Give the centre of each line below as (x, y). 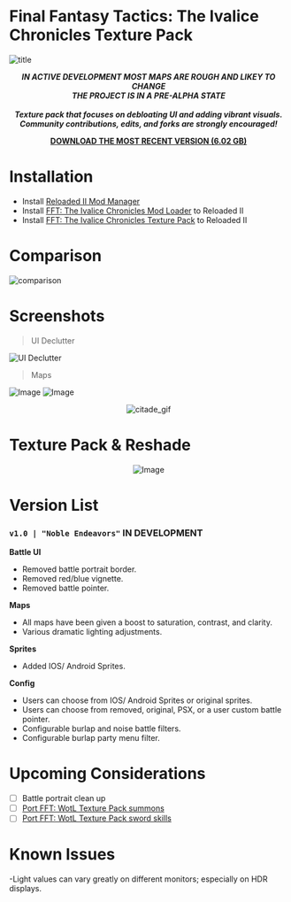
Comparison (56, 256)
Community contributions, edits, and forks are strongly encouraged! (149, 123)
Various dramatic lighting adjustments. (92, 632)
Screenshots (57, 316)
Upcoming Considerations (107, 774)
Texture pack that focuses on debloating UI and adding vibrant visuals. (149, 114)
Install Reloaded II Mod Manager (81, 201)
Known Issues (62, 855)
